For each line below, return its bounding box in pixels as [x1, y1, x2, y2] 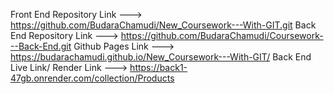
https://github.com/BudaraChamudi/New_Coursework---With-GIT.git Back [10, 19, 317, 31]
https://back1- [129, 62, 188, 73]
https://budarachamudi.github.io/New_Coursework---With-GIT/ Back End [10, 51, 312, 63]
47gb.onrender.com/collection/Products [10, 72, 175, 84]
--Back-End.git [10, 40, 72, 52]
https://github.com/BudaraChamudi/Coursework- [120, 30, 324, 41]
